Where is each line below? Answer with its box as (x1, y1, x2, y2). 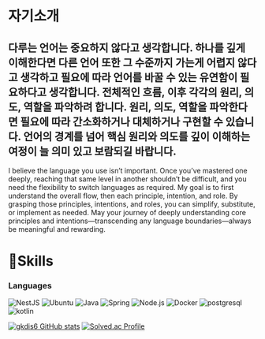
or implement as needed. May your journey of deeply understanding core (8, 208, 247, 217)
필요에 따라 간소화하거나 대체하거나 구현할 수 (20, 115, 223, 129)
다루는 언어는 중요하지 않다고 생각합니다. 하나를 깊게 (8, 41, 246, 54)
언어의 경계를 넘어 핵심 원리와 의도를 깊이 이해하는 (23, 129, 251, 143)
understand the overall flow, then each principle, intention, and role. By (8, 191, 238, 200)
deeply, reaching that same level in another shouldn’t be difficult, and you (8, 174, 247, 184)
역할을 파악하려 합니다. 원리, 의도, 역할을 (23, 100, 207, 114)
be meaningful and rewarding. (8, 225, 106, 233)
